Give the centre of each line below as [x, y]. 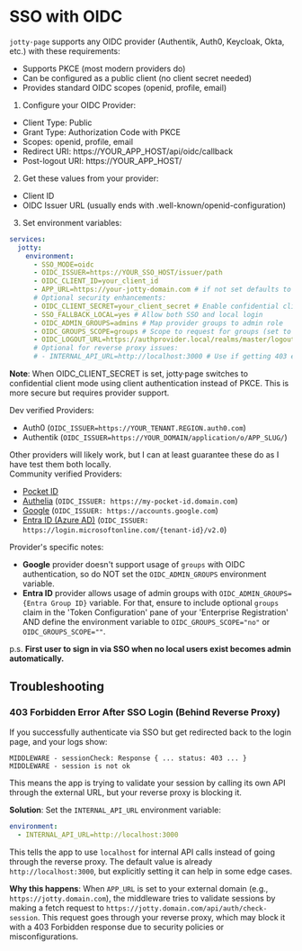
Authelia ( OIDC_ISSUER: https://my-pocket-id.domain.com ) [130, 501]
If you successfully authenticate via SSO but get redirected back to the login [151, 732]
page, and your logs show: [58, 741]
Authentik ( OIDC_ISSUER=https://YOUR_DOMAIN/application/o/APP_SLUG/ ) [155, 438]
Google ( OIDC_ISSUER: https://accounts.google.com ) [120, 511]
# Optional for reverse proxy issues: [106, 349]
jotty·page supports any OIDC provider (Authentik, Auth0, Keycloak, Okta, [147, 41]
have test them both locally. [61, 465]
